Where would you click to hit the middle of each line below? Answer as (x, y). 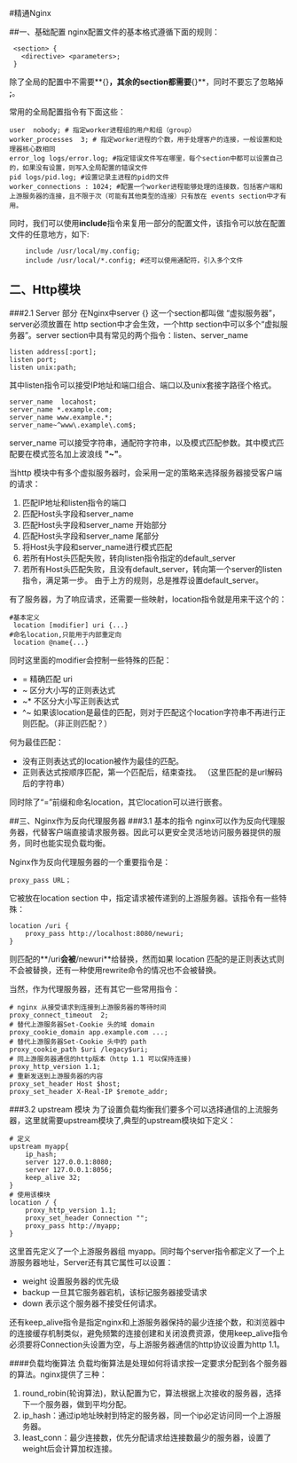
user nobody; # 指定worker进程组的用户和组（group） (102, 130)
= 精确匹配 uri (47, 679)
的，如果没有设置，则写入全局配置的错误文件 (78, 168)
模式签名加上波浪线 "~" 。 (79, 453)
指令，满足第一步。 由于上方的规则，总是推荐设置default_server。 (143, 580)
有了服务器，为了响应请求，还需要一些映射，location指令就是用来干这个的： (148, 599)
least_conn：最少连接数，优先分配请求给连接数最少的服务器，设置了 (147, 1437)
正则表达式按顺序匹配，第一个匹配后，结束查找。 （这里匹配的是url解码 (152, 772)
